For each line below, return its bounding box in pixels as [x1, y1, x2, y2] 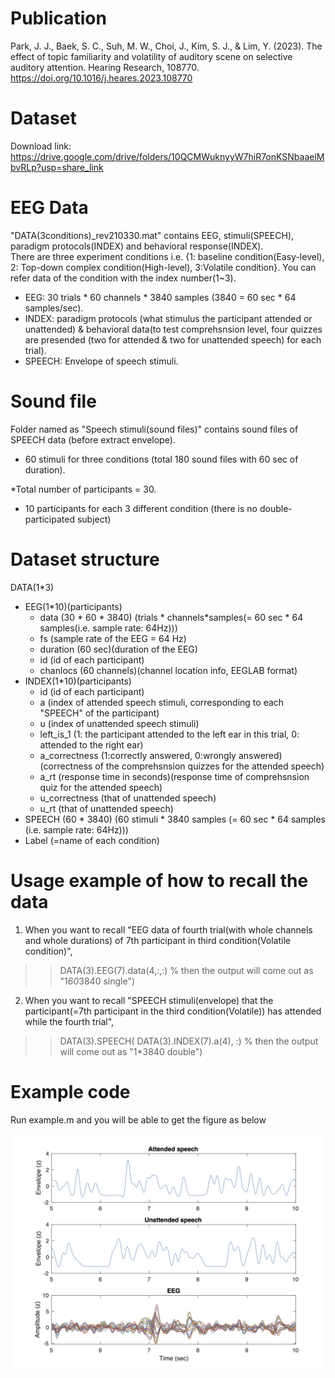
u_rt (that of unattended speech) [39, 802, 174, 814]
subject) [76, 513, 112, 525]
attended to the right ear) [39, 738, 144, 751]
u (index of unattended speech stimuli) [39, 717, 200, 729]
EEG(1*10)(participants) [24, 600, 123, 612]
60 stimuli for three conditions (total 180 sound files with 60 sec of [24, 453, 299, 465]
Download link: [10, 140, 72, 152]
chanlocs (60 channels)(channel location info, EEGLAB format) [39, 664, 298, 676]
